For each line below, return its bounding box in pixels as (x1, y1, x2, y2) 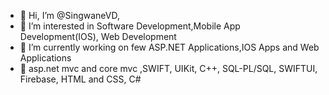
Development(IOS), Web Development (19, 31, 177, 42)
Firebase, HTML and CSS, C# (19, 73, 142, 85)
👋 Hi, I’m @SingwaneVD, (19, 10, 120, 21)
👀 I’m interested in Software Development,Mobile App (19, 20, 241, 32)
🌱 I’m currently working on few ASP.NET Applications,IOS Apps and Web (19, 41, 320, 53)
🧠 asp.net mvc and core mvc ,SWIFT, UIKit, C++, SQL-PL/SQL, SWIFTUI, (19, 63, 318, 74)
